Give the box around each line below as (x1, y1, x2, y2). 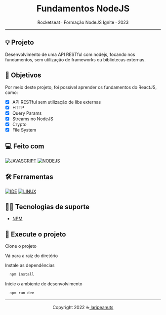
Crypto (12, 121, 27, 127)
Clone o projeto (5, 243, 37, 249)
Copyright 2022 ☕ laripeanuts (52, 304, 114, 310)
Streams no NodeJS (12, 116, 53, 122)
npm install (9, 272, 35, 277)
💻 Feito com (5, 142, 44, 151)
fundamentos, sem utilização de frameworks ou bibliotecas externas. (5, 56, 146, 62)
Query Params (12, 110, 42, 116)
